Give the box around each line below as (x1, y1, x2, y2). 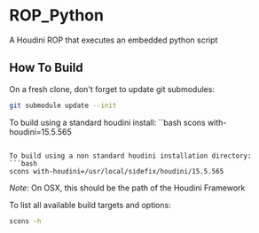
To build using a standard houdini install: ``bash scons (9, 117, 206, 128)
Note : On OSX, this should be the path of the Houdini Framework (9, 183, 246, 193)
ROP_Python (9, 5, 105, 26)
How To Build (9, 60, 83, 75)
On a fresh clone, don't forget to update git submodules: (9, 83, 216, 94)
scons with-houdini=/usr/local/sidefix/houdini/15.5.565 (9, 167, 224, 175)
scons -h (9, 216, 42, 226)
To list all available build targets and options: (9, 199, 171, 210)
